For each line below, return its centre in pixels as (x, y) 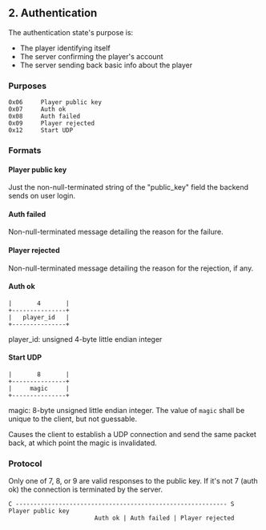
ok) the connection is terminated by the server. (85, 490)
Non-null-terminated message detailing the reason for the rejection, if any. (131, 268)
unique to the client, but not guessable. (73, 419)
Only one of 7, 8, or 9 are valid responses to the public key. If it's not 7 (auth (133, 481)
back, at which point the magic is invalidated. (83, 443)
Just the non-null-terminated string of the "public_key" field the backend (129, 187)
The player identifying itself (65, 48)
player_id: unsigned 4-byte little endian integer (85, 339)
